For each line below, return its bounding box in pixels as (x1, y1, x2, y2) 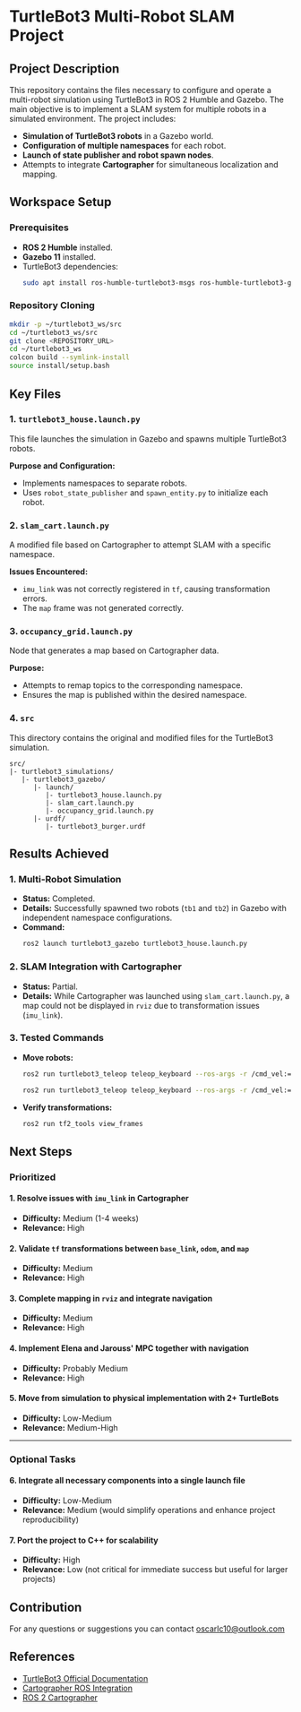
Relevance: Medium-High (21, 1422, 118, 1432)
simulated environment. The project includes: (9, 114, 176, 124)
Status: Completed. (21, 893, 96, 904)
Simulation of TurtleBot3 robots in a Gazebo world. (21, 131, 214, 141)
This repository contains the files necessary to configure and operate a (9, 85, 271, 95)
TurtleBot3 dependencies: (21, 261, 119, 271)
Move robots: (21, 1052, 73, 1062)
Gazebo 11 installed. (21, 251, 97, 262)
